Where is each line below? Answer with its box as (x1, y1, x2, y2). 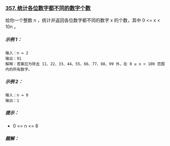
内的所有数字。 (5, 67, 32, 72)
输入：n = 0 (5, 93, 29, 98)
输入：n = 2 (5, 50, 29, 56)
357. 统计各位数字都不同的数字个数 (5, 4, 91, 11)
